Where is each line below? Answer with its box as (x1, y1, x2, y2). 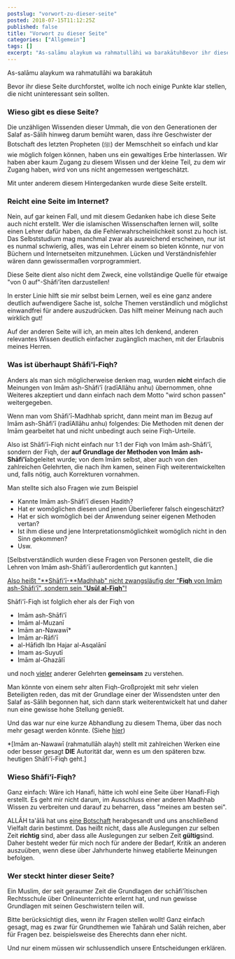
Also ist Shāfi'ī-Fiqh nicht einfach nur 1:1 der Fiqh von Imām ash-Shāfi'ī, (7, 440, 213, 448)
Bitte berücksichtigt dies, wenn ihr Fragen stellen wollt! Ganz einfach (7, 916, 205, 924)
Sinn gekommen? (17, 534, 68, 543)
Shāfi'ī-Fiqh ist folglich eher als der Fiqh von (7, 597, 135, 606)
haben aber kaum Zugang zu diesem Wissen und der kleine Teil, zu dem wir (7, 158, 226, 167)
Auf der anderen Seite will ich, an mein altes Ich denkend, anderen (7, 327, 199, 336)
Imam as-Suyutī (17, 648, 63, 656)
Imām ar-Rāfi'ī (17, 633, 58, 642)
